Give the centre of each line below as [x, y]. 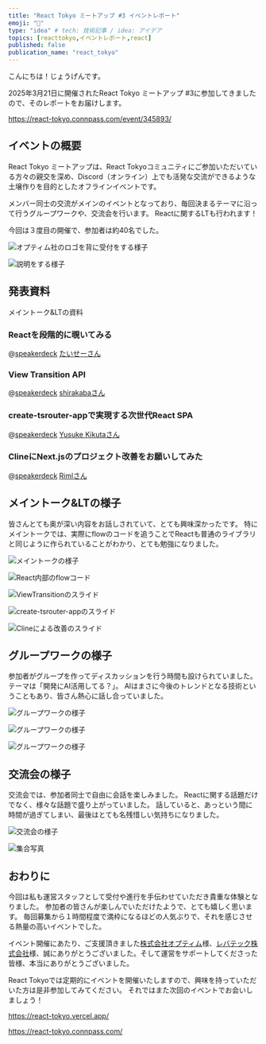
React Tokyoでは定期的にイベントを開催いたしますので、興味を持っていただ [133, 980]
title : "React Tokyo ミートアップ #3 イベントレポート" [94, 16]
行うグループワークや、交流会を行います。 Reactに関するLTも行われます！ [136, 213]
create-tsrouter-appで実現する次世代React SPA [100, 416]
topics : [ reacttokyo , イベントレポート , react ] [80, 38]
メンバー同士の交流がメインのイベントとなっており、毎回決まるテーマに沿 [129, 203]
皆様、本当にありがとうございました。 [71, 964]
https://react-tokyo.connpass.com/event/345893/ [90, 119]
